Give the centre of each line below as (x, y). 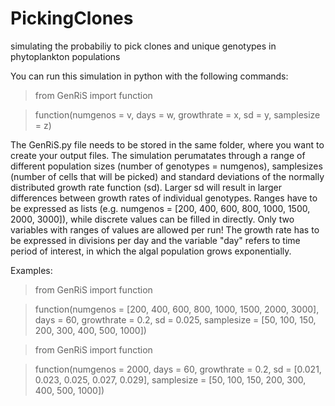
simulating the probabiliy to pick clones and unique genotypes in (143, 46)
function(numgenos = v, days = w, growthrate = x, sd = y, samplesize (177, 114)
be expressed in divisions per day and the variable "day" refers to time (155, 240)
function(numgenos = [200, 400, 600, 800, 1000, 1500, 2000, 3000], (177, 309)
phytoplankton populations (65, 56)
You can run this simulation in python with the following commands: (149, 76)
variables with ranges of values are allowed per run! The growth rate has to (165, 229)
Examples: (31, 270)
